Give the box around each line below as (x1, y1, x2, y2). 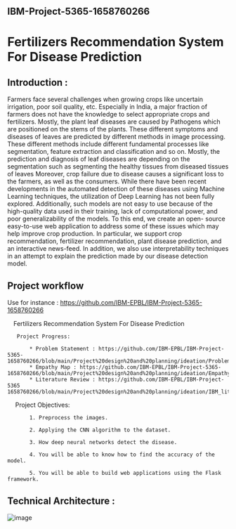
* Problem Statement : (29, 346, 96, 353)
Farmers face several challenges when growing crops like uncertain (7, 95, 204, 104)
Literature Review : (35, 376, 96, 384)
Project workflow (7, 280, 84, 292)
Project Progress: (16, 333, 71, 340)
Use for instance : (7, 299, 59, 307)
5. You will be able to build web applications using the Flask (29, 470, 221, 477)
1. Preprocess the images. (29, 414, 109, 422)
